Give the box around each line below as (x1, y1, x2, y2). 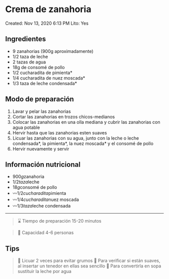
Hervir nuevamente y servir (12, 146, 69, 152)
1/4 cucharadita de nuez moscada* (12, 75, 86, 81)
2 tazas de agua (12, 59, 46, 65)
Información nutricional (5, 160, 80, 169)
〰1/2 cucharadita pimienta (12, 190, 66, 196)
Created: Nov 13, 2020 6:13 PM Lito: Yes (5, 20, 89, 26)
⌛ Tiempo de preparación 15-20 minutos (17, 218, 102, 224)
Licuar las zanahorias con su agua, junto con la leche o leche (12, 135, 139, 141)
